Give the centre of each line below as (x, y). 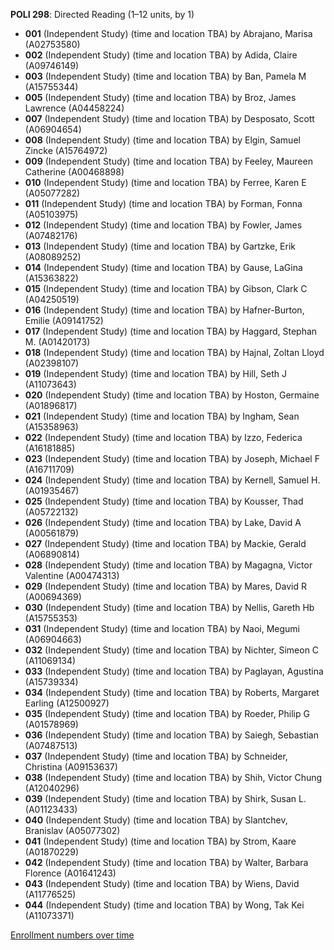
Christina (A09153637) (71, 767)
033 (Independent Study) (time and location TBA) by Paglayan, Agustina (174, 671)
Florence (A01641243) (70, 873)
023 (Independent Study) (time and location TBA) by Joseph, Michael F (172, 458)
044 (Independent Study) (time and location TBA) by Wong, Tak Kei (164, 905)
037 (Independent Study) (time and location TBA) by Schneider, (156, 756)
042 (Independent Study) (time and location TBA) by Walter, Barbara (166, 862)
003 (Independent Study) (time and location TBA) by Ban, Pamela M (165, 76)
